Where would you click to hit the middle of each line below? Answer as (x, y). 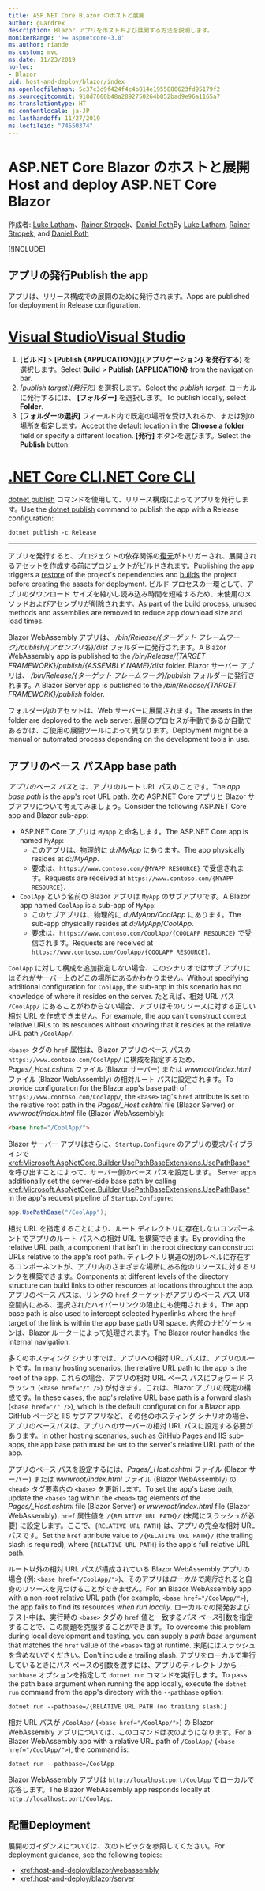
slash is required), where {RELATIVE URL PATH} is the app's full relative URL (129, 1544)
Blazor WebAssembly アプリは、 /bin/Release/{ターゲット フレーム (117, 637)
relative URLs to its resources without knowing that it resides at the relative (129, 1025)
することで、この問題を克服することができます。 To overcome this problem (129, 1627)
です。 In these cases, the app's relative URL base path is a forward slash (133, 1397)
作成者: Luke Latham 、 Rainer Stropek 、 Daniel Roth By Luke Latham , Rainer (129, 224)
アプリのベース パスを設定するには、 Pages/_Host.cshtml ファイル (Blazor (127, 1469)
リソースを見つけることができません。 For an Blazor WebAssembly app (136, 1588)
